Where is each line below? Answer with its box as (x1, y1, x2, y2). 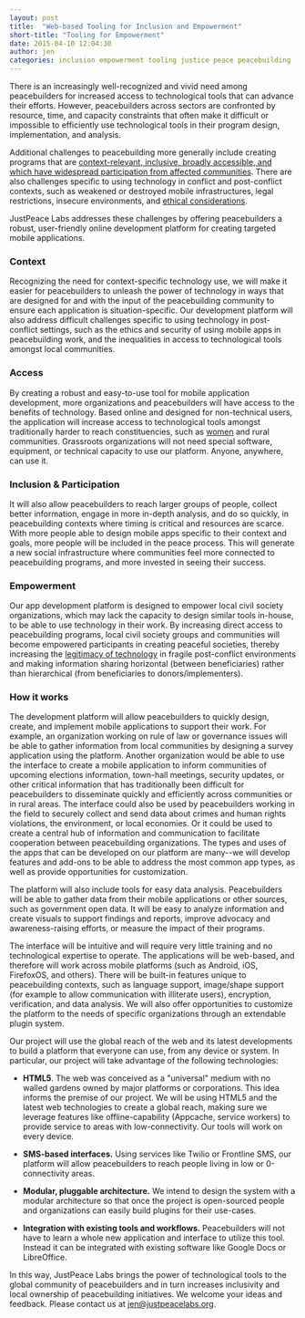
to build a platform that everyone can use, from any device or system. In (9, 1045, 280, 1056)
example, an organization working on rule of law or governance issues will (9, 731, 288, 742)
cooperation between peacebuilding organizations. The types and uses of (9, 837, 287, 848)
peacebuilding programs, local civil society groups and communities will (9, 629, 280, 640)
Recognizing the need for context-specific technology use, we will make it (9, 275, 288, 287)
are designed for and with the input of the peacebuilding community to (9, 296, 275, 306)
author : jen (9, 47, 55, 57)
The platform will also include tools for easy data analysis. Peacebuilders (9, 884, 283, 895)
